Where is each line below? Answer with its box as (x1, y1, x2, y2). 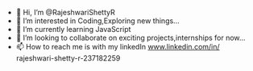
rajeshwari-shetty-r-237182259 (15, 53, 121, 63)
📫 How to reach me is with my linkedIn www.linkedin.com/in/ (15, 42, 220, 51)
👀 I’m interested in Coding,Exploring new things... (15, 16, 180, 26)
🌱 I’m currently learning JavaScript (15, 25, 131, 34)
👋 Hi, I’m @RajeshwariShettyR (15, 8, 115, 17)
